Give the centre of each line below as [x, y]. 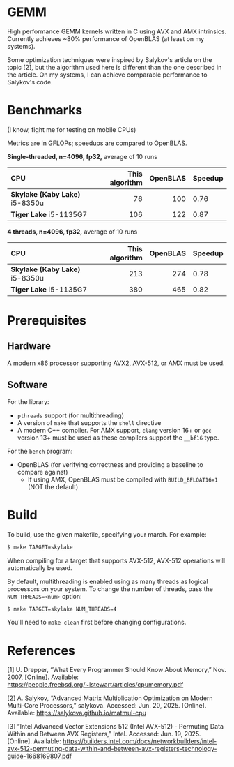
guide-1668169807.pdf [39, 756]
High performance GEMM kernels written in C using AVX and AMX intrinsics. [117, 31]
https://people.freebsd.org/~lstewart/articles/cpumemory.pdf [95, 685]
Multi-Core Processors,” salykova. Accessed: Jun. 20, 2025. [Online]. [107, 706]
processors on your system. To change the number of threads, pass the [110, 589]
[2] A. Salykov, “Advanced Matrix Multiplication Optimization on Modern [110, 698]
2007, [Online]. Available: [43, 677]
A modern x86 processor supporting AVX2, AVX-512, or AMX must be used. [116, 363]
